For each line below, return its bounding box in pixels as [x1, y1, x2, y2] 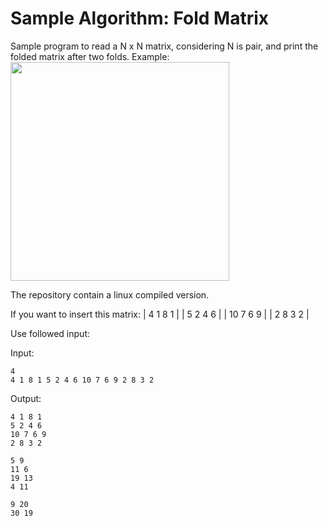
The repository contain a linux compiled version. [10, 288, 210, 301]
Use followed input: [10, 327, 90, 339]
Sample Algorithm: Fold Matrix [10, 7, 270, 30]
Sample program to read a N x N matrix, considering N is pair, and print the [10, 40, 319, 52]
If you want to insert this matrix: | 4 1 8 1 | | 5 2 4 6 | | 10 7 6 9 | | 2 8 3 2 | [10, 308, 310, 320]
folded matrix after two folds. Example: [10, 50, 170, 62]
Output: [10, 392, 42, 404]
